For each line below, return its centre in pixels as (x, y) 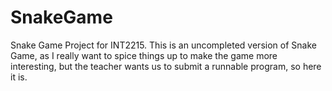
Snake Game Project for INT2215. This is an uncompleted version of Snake (163, 45)
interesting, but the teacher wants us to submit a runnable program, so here (166, 66)
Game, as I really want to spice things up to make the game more (144, 55)
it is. (19, 77)
